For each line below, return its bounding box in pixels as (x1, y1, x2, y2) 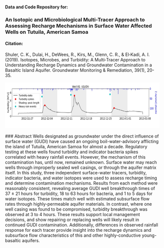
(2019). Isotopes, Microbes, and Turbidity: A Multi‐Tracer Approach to (5, 56, 146, 62)
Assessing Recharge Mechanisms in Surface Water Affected (5, 22, 152, 29)
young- (141, 232, 157, 238)
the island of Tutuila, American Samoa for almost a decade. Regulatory (5, 143, 148, 149)
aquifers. (22, 237, 40, 243)
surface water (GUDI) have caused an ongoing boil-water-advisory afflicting (5, 138, 159, 144)
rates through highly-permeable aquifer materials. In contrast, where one (5, 201, 152, 207)
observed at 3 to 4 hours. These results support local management (5, 211, 141, 217)
